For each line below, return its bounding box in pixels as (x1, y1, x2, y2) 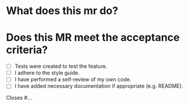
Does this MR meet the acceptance (6, 31, 180, 45)
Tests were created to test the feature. (14, 63, 107, 70)
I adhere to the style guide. (14, 69, 80, 77)
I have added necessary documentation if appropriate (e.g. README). (14, 83, 184, 90)
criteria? (6, 43, 48, 57)
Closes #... (6, 94, 32, 101)
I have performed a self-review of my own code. (14, 76, 131, 83)
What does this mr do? (6, 4, 119, 18)
